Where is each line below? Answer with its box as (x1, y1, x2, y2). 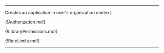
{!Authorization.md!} (5, 19, 46, 25)
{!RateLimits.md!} (5, 38, 40, 44)
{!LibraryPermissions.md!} (5, 29, 58, 34)
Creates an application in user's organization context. (5, 10, 113, 15)
